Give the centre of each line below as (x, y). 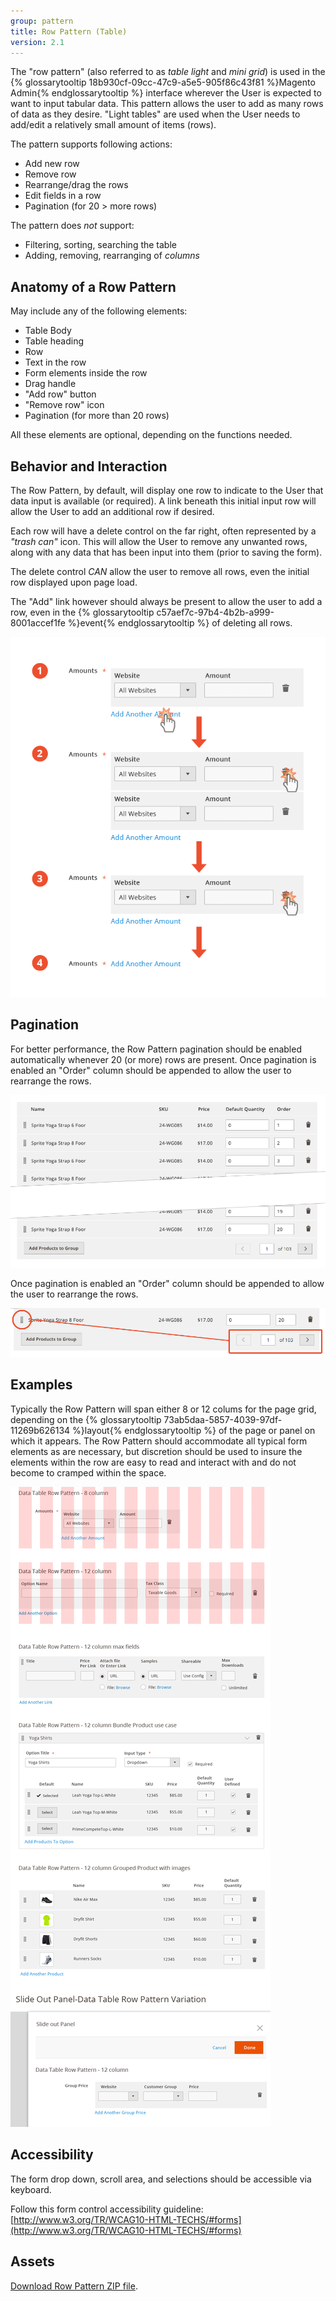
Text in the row (55, 362)
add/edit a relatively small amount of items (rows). (113, 125)
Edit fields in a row (63, 196)
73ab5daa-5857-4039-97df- (223, 1419)
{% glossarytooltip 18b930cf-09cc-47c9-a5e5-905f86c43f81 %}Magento (163, 82)
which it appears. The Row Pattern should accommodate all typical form (159, 1441)
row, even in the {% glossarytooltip (82, 612)
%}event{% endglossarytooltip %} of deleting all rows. (180, 623)
